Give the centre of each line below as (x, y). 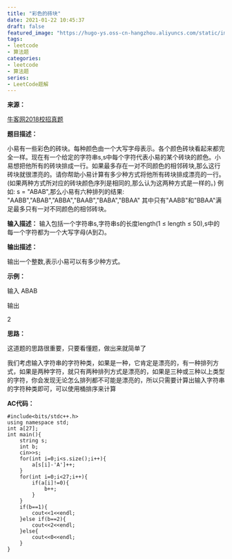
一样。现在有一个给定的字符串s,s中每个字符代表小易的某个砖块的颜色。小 (117, 157)
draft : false (26, 26)
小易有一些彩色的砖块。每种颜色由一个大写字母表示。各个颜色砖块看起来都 (113, 148)
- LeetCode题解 (28, 84)
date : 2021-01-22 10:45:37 (46, 20)
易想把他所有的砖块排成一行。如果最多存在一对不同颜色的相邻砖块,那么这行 (114, 166)
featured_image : (30, 33)
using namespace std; (38, 423)
